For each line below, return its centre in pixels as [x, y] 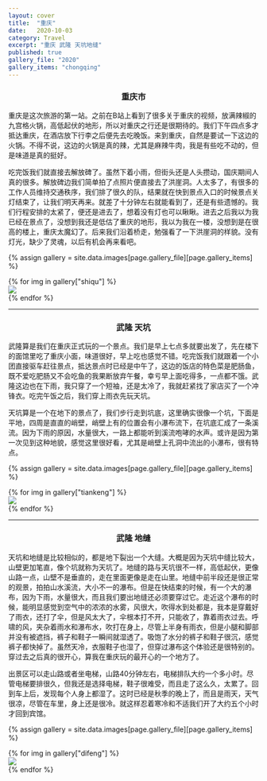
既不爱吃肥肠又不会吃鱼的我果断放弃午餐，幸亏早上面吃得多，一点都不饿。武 [133, 376]
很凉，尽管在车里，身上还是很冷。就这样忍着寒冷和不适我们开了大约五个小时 [133, 703]
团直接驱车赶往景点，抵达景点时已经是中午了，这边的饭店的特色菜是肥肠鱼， [133, 366]
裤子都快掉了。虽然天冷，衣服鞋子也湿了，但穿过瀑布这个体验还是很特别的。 [133, 647]
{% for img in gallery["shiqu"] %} [62, 282]
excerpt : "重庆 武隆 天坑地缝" [55, 45]
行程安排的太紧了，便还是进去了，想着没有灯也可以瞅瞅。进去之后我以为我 [137, 212]
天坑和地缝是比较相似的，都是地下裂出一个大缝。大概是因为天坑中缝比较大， [133, 557]
